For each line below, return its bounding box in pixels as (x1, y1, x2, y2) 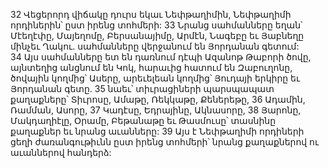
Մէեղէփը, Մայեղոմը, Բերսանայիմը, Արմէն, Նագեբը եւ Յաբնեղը (10, 30, 305, 41)
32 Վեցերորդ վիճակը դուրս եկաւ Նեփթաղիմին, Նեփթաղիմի (10, 9, 292, 20)
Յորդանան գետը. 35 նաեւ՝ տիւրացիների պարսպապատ (10, 83, 275, 94)
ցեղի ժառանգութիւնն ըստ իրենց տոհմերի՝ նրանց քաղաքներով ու (10, 136, 320, 148)
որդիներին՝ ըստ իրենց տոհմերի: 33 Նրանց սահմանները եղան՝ (10, 19, 303, 31)
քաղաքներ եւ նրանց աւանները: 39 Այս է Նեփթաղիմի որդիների (10, 125, 305, 137)
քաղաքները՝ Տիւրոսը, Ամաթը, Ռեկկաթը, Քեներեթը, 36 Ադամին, (10, 94, 306, 105)
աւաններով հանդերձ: (10, 147, 112, 158)
